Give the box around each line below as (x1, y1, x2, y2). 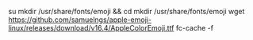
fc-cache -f (175, 24, 214, 32)
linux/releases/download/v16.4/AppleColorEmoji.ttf (8, 24, 174, 32)
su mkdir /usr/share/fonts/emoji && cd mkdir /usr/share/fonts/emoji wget (8, 7, 245, 16)
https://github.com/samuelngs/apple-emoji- (8, 15, 152, 24)
